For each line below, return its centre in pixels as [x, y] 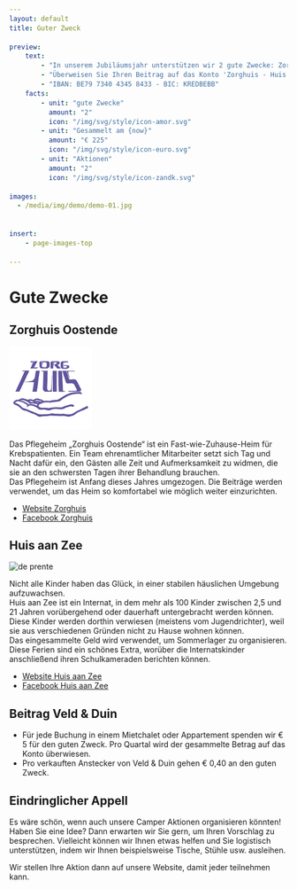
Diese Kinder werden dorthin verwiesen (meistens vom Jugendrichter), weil [147, 621]
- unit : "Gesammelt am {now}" [96, 131]
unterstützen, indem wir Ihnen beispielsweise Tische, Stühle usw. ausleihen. [148, 850]
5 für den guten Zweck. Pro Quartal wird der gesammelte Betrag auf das [153, 745]
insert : [23, 234]
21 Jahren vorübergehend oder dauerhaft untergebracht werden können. [141, 612]
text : [35, 56]
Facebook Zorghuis [57, 518]
